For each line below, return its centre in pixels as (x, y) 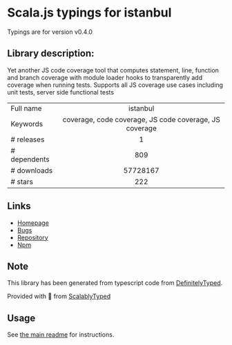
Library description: (51, 53)
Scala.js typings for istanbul (89, 13)
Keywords (27, 124)
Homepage (33, 223)
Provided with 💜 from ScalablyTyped (59, 296)
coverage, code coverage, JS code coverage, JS (142, 119)
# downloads (32, 170)
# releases (28, 139)
